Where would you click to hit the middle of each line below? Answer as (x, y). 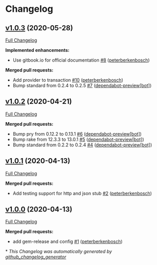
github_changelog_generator (36, 257)
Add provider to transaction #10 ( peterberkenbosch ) (68, 80)
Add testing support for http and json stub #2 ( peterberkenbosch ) (82, 193)
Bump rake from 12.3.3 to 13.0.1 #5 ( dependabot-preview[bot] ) (78, 139)
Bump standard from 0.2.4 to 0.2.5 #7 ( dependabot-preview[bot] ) (82, 86)
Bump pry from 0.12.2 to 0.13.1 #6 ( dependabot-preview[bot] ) (77, 134)
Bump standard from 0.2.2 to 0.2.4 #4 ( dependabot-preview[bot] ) (82, 145)
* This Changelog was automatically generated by (59, 252)
